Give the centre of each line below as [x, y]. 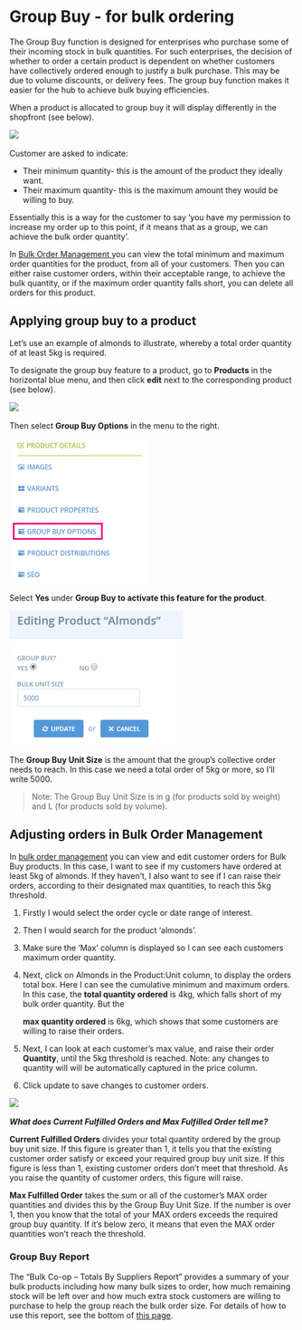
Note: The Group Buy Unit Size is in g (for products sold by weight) [156, 796]
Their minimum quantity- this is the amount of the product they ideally [152, 170]
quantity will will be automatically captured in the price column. [140, 1067]
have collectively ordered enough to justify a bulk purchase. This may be [145, 71]
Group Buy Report [50, 1257]
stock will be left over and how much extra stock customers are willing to [145, 1296]
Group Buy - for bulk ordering [122, 17]
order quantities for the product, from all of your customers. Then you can [147, 264]
